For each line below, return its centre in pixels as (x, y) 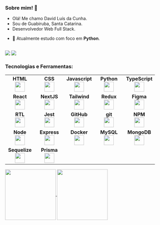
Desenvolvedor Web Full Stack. (44, 29)
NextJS (49, 96)
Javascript (79, 79)
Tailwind (79, 96)
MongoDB (139, 132)
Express (49, 132)
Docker (79, 132)
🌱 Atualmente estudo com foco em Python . (56, 38)
